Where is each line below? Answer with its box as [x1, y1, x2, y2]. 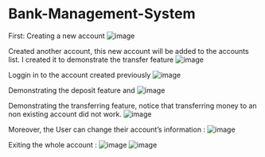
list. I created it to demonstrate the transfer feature [8, 55, 174, 64]
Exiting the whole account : [8, 140, 98, 149]
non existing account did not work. [8, 109, 122, 119]
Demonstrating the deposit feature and [8, 85, 135, 95]
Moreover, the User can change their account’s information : [8, 124, 205, 134]
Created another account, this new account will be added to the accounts [8, 46, 249, 56]
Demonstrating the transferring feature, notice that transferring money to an [8, 101, 257, 110]
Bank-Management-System [8, 5, 196, 23]
